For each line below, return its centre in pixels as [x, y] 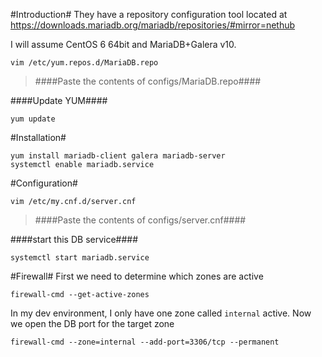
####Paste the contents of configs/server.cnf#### [140, 220]
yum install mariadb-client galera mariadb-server [118, 156]
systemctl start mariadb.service [80, 258]
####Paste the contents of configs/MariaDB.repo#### [148, 81]
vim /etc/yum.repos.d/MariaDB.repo [84, 63]
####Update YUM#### [59, 100]
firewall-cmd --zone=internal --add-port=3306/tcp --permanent [145, 342]
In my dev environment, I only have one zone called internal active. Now [161, 313]
